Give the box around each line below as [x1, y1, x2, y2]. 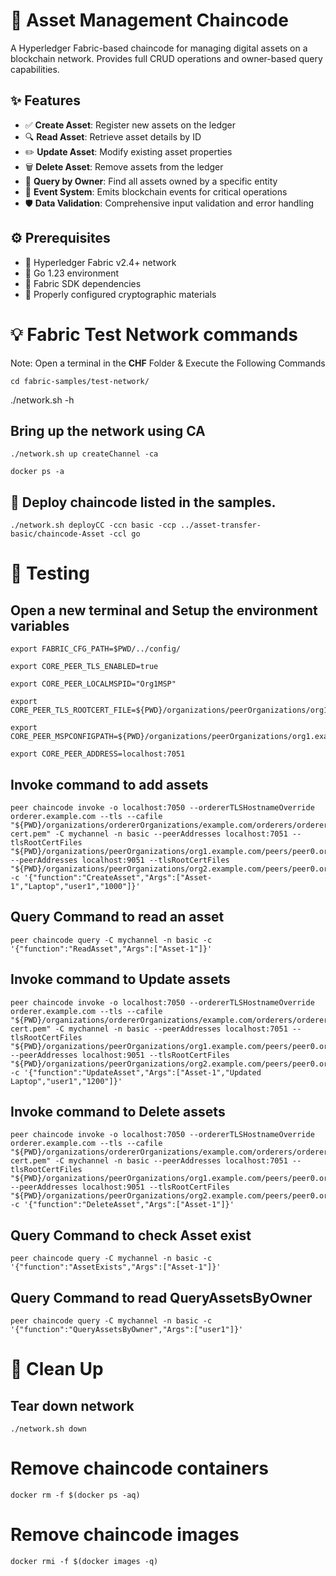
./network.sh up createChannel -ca [10, 449, 159, 459]
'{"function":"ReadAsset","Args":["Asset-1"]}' [10, 944, 213, 954]
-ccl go [108, 529, 141, 539]
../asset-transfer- [180, 520, 262, 531]
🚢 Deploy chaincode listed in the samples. [10, 494, 277, 511]
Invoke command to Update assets [10, 971, 231, 988]
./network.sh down [10, 1424, 87, 1434]
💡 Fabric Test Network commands [10, 323, 298, 346]
